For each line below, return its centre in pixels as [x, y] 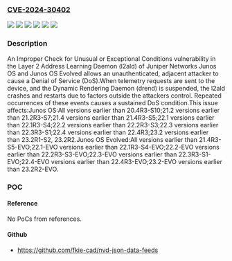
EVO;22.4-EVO [28, 161]
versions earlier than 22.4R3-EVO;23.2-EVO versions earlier [137, 161]
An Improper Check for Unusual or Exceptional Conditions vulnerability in [111, 58]
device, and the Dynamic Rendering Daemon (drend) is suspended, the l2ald [116, 88]
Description [27, 44]
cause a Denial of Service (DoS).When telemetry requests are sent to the [111, 80]
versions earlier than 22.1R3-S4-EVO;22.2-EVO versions [139, 147]
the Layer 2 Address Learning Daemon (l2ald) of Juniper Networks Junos [112, 66]
